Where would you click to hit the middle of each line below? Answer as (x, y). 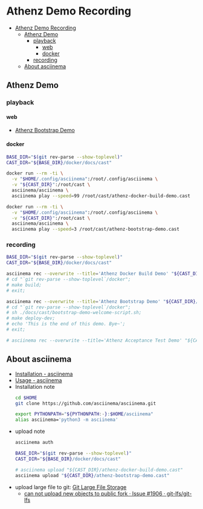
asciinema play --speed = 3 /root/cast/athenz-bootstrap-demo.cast (96, 229)
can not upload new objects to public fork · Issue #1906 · (95, 493)
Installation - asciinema (44, 374)
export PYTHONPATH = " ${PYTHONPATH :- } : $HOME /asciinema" (84, 414)
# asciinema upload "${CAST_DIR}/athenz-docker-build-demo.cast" (99, 470)
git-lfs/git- (179, 493)
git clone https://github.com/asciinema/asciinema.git (85, 403)
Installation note (35, 386)
